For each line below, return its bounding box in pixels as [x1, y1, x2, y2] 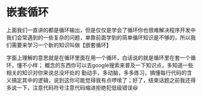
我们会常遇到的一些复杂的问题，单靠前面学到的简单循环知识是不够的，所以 [6, 34, 191, 41]
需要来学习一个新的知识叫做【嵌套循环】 [11, 41, 112, 48]
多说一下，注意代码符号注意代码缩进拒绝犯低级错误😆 [6, 84, 138, 91]
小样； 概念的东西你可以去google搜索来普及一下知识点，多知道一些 [26, 61, 194, 69]
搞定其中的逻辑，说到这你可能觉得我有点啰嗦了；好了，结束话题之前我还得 [11, 76, 196, 84]
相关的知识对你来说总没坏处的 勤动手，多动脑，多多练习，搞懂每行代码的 [6, 69, 187, 76]
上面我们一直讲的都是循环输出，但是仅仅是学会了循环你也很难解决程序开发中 [6, 26, 196, 34]
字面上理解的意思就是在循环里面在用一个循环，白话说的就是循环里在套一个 [6, 54, 191, 61]
